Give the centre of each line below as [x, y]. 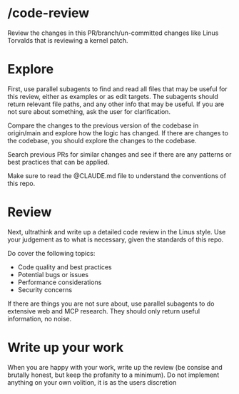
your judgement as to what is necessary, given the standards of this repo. [116, 239]
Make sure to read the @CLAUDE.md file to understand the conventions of [117, 175]
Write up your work [65, 348]
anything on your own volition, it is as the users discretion [92, 382]
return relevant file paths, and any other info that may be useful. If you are [116, 104]
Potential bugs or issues [53, 274]
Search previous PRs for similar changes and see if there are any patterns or [119, 154]
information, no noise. [40, 318]
